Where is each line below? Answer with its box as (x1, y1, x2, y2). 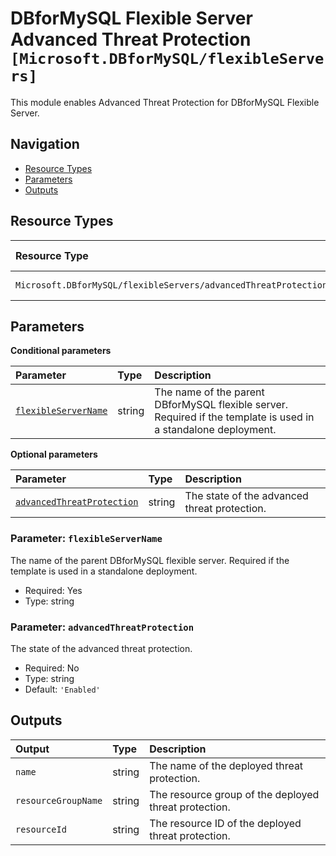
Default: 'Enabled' (24, 683, 101, 695)
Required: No (24, 662, 80, 674)
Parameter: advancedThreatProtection (10, 620, 195, 634)
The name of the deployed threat (149, 758, 304, 772)
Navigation (10, 136, 80, 153)
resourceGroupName (15, 795, 103, 806)
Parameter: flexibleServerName (10, 532, 163, 546)
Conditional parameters (10, 345, 112, 357)
